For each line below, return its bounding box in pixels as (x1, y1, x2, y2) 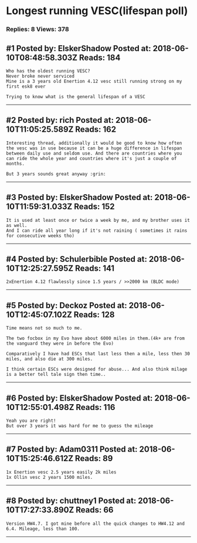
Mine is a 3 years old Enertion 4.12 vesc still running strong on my (6, 78, 182, 84)
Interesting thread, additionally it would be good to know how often (6, 140, 182, 146)
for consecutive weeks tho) (6, 232, 75, 239)
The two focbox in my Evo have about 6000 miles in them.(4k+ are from (6, 335, 185, 342)
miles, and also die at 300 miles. (6, 356, 93, 362)
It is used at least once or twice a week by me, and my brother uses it (6, 217, 191, 223)
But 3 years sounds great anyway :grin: (6, 171, 107, 177)
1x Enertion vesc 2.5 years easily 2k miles (6, 469, 117, 475)
